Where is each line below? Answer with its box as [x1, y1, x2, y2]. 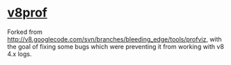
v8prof [7, 5, 47, 21]
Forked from [7, 28, 43, 36]
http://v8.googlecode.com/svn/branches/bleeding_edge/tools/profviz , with [7, 35, 223, 43]
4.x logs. [7, 50, 32, 58]
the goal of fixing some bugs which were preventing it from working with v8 [7, 42, 225, 50]
